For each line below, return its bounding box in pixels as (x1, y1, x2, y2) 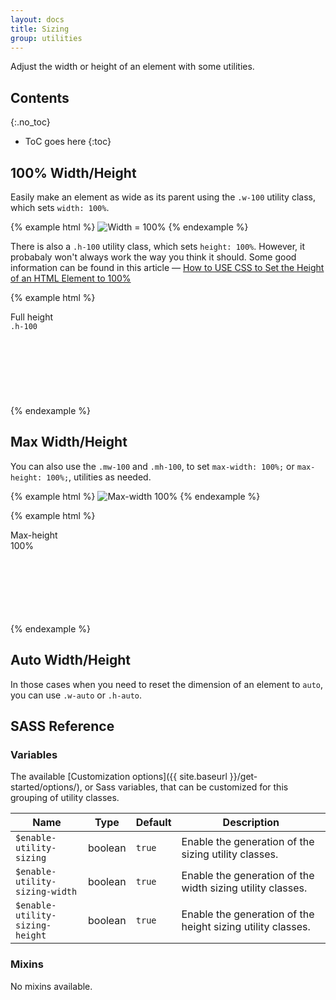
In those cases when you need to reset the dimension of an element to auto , (10, 678, 324, 690)
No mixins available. (10, 980, 93, 992)
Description (222, 816, 280, 830)
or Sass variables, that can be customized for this (84, 781, 289, 793)
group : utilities (10, 33, 83, 43)
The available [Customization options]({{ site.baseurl (10, 771, 228, 783)
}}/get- (229, 771, 258, 783)
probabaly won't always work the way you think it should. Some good (10, 251, 297, 263)
